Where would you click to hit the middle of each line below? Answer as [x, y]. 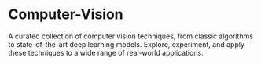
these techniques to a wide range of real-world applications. [106, 52]
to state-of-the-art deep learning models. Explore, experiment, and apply [127, 44]
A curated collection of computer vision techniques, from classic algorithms [131, 36]
